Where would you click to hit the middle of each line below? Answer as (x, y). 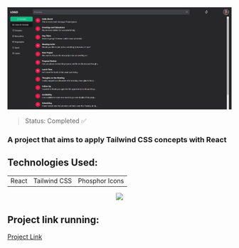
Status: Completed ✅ (55, 121)
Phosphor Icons (101, 181)
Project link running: (53, 220)
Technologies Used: (53, 162)
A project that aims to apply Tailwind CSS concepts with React (117, 139)
